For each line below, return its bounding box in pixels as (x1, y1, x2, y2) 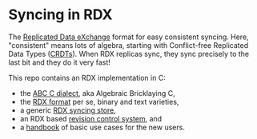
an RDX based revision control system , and (19, 113, 163, 123)
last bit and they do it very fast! (8, 58, 110, 67)
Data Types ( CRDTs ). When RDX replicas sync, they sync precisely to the (8, 49, 250, 58)
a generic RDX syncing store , (19, 105, 116, 115)
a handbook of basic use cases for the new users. (19, 122, 186, 132)
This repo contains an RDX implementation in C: (8, 73, 166, 82)
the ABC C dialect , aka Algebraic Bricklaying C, (19, 88, 176, 97)
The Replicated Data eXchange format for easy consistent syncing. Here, (8, 32, 250, 42)
